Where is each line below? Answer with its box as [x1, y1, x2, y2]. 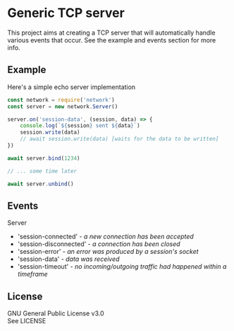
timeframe [17, 270, 48, 279]
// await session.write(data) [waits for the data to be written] [20, 136, 219, 143]
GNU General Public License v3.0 [7, 309, 104, 318]
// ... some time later [7, 168, 78, 175]
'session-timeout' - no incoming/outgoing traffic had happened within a [17, 262, 227, 271]
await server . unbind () [7, 180, 74, 187]
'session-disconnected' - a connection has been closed [17, 240, 181, 248]
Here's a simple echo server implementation [7, 83, 136, 91]
